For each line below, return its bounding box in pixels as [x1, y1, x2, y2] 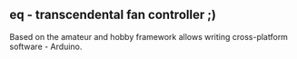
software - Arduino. [9, 41, 83, 52]
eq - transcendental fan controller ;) [9, 7, 216, 23]
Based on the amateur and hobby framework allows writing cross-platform [9, 31, 289, 42]
